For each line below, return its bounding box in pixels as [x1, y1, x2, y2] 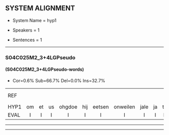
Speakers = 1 [12, 27, 40, 33]
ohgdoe [59, 103, 78, 110]
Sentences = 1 [12, 37, 42, 43]
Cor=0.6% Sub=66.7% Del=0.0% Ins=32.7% [12, 77, 106, 83]
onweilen [114, 103, 135, 110]
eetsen [93, 103, 109, 110]
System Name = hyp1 [12, 17, 57, 23]
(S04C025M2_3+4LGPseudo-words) [5, 66, 84, 72]
